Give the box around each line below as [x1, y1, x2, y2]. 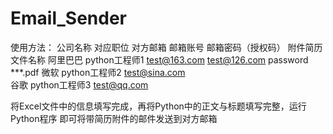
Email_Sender [10, 7, 128, 30]
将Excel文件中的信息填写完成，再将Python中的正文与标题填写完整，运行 [10, 100, 307, 112]
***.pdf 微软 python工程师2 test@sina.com [10, 66, 186, 78]
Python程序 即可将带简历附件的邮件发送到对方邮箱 [10, 112, 218, 124]
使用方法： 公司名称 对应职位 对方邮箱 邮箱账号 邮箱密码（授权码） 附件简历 [10, 41, 323, 53]
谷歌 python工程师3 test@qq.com [10, 78, 149, 91]
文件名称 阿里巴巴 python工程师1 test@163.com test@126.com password [10, 53, 309, 66]
